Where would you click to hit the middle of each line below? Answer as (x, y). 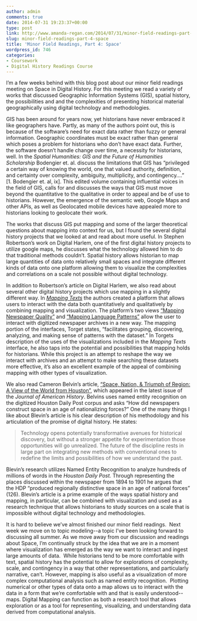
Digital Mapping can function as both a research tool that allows (99, 599)
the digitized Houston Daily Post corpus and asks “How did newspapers (93, 403)
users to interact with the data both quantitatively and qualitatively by (89, 304)
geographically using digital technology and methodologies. (78, 108)
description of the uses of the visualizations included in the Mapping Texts (96, 342)
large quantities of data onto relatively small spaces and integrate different (96, 261)
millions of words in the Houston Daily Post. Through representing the (90, 476)
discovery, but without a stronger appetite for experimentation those (103, 439)
